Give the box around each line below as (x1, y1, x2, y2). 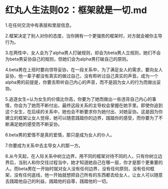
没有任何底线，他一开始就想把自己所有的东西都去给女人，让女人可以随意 (13, 171, 163, 178)
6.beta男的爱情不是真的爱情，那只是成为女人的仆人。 (5, 131, 115, 138)
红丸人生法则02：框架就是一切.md (5, 5, 147, 16)
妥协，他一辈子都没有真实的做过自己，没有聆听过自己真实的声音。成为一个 (5, 73, 158, 79)
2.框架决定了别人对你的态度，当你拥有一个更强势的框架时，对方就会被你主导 (5, 33, 162, 39)
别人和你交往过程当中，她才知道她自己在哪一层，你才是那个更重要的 (22, 159, 163, 165)
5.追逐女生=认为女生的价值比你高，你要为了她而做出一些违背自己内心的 (5, 96, 152, 102)
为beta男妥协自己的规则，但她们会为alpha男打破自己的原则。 (5, 56, 131, 62)
